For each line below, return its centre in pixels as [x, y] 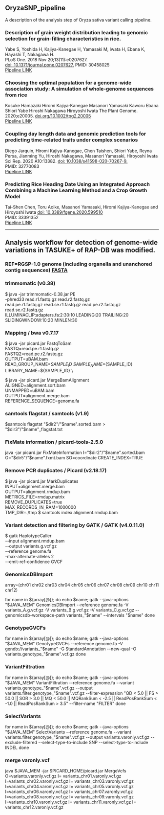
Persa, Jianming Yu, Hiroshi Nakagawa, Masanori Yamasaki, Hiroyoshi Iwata [82, 156]
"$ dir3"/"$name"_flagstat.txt [34, 429]
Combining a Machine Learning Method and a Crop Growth [76, 190]
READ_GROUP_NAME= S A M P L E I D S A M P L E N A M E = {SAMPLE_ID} [69, 365]
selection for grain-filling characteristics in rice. [63, 39]
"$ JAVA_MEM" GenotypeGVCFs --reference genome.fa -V [64, 644]
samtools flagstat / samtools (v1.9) [47, 413]
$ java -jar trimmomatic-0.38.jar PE [40, 294]
